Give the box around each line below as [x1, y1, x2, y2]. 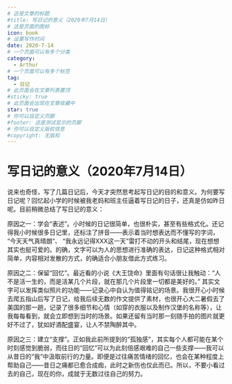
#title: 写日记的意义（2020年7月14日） [7, 17, 110, 23]
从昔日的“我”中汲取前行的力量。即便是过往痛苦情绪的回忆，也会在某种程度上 [7, 352, 224, 361]
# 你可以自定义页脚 [7, 112, 55, 119]
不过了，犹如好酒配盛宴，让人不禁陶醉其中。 [12, 321, 140, 329]
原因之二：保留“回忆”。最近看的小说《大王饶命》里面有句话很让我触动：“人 [7, 269, 221, 277]
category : [7, 55, 36, 62]
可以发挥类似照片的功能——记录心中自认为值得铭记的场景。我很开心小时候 [12, 286, 225, 294]
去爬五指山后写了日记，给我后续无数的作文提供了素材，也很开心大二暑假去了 [7, 294, 225, 303]
